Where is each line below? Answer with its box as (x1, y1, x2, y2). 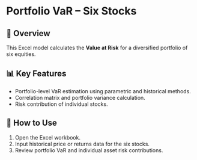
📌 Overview (6, 28, 50, 38)
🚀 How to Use (6, 118, 57, 128)
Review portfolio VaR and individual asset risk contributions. (14, 146, 163, 154)
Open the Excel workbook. (14, 134, 81, 141)
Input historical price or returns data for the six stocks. (14, 140, 150, 147)
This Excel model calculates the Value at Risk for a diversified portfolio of (6, 44, 188, 51)
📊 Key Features (6, 69, 67, 79)
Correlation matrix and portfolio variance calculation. (14, 94, 145, 101)
